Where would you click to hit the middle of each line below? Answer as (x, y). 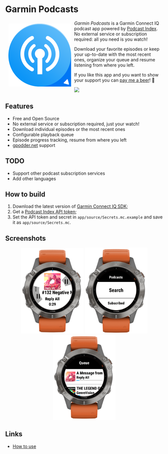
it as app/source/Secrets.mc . (42, 222)
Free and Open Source (36, 118)
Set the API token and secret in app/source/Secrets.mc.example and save (88, 217)
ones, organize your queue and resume (115, 59)
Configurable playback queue (43, 134)
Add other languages (34, 178)
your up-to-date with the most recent (113, 54)
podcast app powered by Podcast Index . (116, 28)
